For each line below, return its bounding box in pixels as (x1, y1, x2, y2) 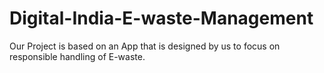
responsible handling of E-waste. (9, 50, 146, 62)
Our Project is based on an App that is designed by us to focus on (9, 40, 281, 52)
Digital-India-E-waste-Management (9, 7, 314, 30)
